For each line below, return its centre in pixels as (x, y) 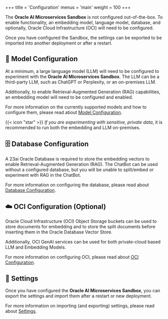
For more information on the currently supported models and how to (76, 107)
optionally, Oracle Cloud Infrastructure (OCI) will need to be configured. (79, 28)
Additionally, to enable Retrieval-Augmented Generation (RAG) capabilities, (83, 92)
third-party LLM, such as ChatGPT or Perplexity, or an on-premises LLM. (81, 82)
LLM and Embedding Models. (36, 247)
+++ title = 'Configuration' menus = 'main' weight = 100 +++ (68, 7)
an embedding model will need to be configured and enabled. (69, 97)
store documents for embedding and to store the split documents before (80, 227)
